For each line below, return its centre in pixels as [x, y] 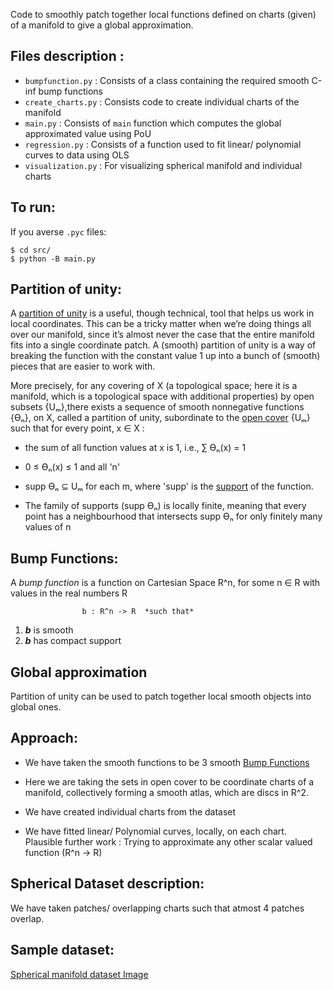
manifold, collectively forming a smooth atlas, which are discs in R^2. [166, 792]
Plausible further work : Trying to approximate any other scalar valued [168, 841]
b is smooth [49, 630]
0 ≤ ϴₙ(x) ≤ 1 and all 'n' [72, 467]
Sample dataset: [62, 950]
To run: [33, 207]
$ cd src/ [31, 250]
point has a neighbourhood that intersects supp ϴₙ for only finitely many [173, 516]
